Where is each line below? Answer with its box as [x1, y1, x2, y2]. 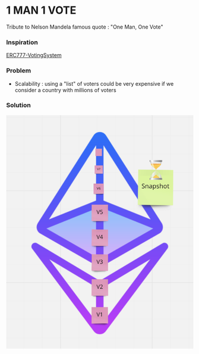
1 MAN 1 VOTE [6, 4, 77, 17]
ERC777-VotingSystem [6, 52, 62, 59]
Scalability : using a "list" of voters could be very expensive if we [14, 80, 174, 87]
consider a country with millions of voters [14, 86, 117, 93]
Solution [6, 101, 31, 109]
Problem [6, 67, 31, 75]
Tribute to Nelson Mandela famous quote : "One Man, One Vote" [6, 23, 163, 30]
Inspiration [6, 38, 39, 46]
